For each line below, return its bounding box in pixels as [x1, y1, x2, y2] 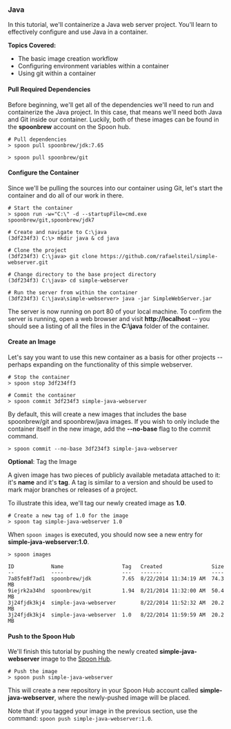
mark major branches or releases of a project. [8, 485, 138, 494]
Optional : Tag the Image [8, 457, 77, 465]
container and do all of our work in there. [8, 191, 124, 200]
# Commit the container [8, 391, 77, 398]
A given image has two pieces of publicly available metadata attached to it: [8, 471, 221, 479]
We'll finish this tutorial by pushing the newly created [8, 648, 159, 656]
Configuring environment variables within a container [17, 62, 170, 70]
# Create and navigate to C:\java [8, 229, 108, 235]
